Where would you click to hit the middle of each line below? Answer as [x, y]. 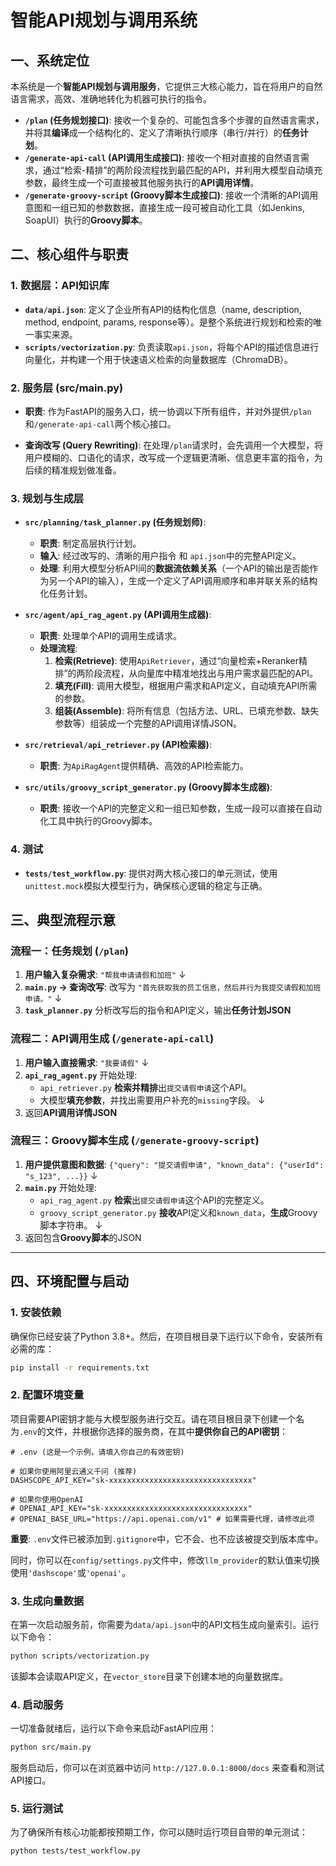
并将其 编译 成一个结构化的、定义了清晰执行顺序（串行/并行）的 [153, 132]
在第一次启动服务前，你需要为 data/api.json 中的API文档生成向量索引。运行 [165, 1625]
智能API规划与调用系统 [104, 20]
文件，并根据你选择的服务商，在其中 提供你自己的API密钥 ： [167, 1431]
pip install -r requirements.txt [80, 1367]
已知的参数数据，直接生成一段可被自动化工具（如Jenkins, [186, 207]
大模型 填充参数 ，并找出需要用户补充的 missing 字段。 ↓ [152, 1100]
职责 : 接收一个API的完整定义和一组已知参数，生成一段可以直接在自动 [180, 808]
